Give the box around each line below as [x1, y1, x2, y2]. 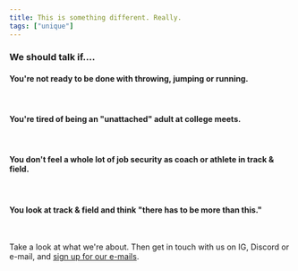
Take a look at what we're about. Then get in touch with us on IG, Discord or [9, 241, 289, 252]
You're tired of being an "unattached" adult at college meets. [9, 114, 242, 125]
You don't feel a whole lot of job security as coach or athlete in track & [9, 154, 275, 165]
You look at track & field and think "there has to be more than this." [9, 204, 262, 215]
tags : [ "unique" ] [9, 22, 74, 31]
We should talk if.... [9, 51, 96, 64]
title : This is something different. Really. [9, 13, 182, 22]
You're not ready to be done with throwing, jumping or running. [9, 74, 249, 84]
